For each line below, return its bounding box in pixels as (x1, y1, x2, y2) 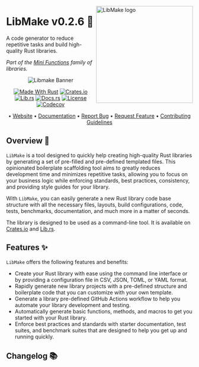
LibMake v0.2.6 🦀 (6, 15, 94, 29)
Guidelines (86, 118, 113, 126)
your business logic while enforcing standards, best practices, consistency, (6, 177, 190, 184)
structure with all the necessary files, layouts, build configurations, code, (6, 201, 184, 208)
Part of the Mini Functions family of (6, 58, 92, 65)
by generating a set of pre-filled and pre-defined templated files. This (6, 158, 176, 165)
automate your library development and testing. (14, 301, 131, 309)
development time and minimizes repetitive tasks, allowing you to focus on (6, 170, 188, 178)
